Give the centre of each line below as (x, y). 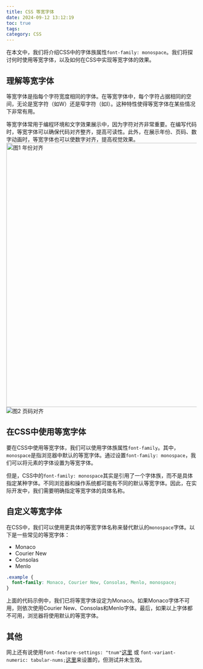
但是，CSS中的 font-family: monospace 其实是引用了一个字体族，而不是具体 (100, 475)
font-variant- (158, 653)
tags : (13, 29)
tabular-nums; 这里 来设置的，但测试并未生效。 (88, 660)
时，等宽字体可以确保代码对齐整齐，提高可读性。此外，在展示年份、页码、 (99, 132)
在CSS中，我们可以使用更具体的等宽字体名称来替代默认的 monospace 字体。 (98, 527)
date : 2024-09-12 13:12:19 (40, 18)
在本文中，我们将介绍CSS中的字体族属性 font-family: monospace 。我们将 (97, 53)
